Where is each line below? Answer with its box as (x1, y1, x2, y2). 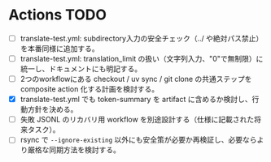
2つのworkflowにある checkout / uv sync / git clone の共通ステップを (20, 75, 252, 84)
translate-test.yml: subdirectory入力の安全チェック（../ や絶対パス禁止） (20, 33, 264, 43)
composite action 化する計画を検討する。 (20, 84, 160, 94)
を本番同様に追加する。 (20, 44, 99, 53)
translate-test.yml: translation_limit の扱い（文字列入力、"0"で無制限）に (20, 54, 264, 63)
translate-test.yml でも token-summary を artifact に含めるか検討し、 (20, 95, 252, 104)
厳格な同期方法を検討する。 (27, 145, 120, 155)
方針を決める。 (27, 104, 78, 114)
